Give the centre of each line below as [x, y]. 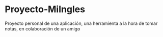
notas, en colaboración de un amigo [43, 28]
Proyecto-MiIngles [45, 9]
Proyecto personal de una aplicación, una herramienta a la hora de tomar [81, 23]
